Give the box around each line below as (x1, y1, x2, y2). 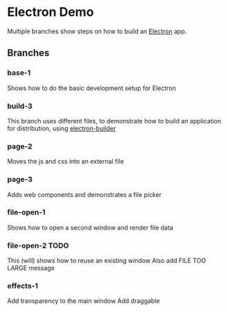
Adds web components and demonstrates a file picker (7, 190, 162, 198)
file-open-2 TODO (7, 241, 69, 250)
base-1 (7, 68, 31, 78)
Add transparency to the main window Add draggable (7, 297, 160, 305)
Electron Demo (7, 4, 94, 20)
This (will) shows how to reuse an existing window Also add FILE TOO (7, 257, 207, 265)
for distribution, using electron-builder (7, 124, 116, 132)
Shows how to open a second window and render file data (7, 223, 173, 232)
